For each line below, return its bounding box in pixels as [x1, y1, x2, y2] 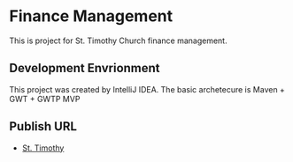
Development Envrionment [9, 61, 161, 76]
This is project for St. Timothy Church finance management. [9, 35, 227, 46]
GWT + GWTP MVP [9, 93, 81, 104]
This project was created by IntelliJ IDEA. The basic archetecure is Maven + [9, 84, 286, 94]
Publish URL [9, 119, 78, 134]
